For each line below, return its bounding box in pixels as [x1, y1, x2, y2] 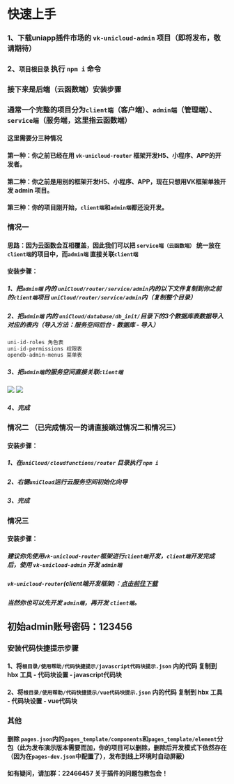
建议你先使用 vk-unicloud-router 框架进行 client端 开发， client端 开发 [7, 552, 203, 560]
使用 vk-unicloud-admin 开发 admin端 [19, 560, 123, 569]
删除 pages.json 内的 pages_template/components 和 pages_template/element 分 [7, 734, 224, 743]
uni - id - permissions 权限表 [7, 345, 82, 353]
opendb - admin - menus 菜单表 [7, 352, 82, 359]
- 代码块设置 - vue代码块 [7, 697, 78, 705]
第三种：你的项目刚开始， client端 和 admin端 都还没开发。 [7, 203, 169, 212]
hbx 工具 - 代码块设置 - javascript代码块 [7, 671, 122, 679]
